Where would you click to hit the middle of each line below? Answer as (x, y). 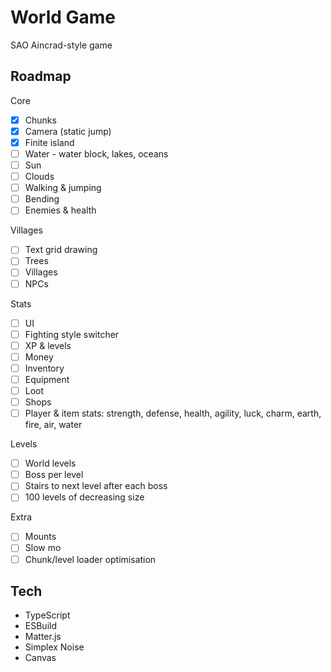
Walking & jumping (63, 188)
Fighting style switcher (72, 334)
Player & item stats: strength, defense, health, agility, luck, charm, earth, (173, 413)
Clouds (39, 177)
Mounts (40, 537)
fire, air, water (53, 425)
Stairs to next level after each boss (96, 486)
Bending (42, 199)
